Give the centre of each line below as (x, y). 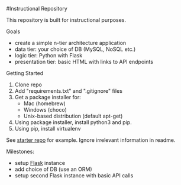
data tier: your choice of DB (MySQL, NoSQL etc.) (75, 49)
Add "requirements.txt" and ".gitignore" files (69, 91)
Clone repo (28, 85)
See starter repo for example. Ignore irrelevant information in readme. (91, 140)
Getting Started (25, 73)
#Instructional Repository (37, 9)
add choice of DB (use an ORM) (54, 169)
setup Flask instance (40, 163)
